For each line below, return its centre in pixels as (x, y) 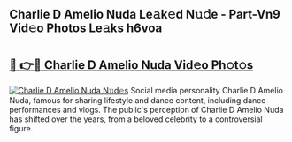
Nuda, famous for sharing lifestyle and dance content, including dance (138, 100)
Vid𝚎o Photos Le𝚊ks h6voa (86, 29)
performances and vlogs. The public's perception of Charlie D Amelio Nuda (146, 110)
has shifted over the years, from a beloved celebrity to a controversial (136, 119)
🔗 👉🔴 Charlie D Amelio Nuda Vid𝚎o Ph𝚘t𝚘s (131, 65)
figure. (21, 128)
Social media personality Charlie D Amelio (207, 90)
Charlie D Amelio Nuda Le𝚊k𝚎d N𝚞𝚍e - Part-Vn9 (145, 15)
